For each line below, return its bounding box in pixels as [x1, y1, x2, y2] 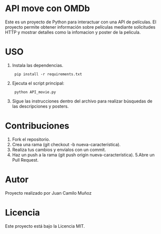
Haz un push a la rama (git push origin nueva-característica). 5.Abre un [12, 151, 155, 158]
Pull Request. [12, 157, 39, 163]
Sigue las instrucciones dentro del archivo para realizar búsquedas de [12, 98, 153, 104]
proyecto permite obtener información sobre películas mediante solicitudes [5, 24, 156, 30]
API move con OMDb [5, 3, 90, 14]
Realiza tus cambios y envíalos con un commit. [12, 147, 106, 152]
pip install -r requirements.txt [14, 71, 82, 77]
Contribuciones [5, 120, 70, 132]
